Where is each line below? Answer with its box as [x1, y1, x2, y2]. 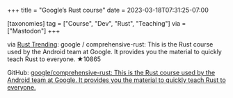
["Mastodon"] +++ [7, 27, 61, 35]
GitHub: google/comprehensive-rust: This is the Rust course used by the [7, 69, 216, 76]
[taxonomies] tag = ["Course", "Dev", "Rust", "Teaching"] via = [7, 19, 186, 27]
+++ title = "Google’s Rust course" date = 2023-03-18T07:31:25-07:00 [7, 6, 209, 14]
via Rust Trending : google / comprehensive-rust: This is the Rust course [7, 40, 214, 48]
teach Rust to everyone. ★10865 [7, 55, 102, 63]
